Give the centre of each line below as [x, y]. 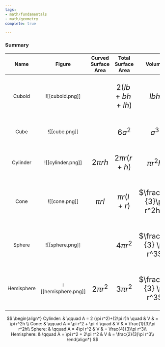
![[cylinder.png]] [63, 162]
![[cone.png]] [63, 201]
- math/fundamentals [26, 14]
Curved [100, 58]
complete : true [21, 23]
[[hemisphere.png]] [63, 292]
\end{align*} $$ [82, 339]
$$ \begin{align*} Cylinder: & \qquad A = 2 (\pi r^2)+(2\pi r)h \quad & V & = [82, 318]
